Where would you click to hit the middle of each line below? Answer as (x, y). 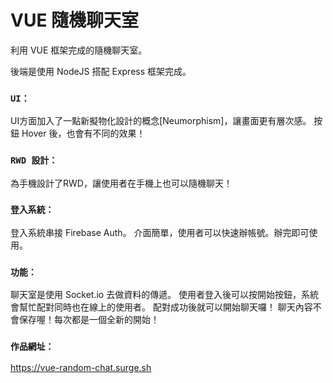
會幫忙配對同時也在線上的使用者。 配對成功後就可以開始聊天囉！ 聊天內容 (161, 307)
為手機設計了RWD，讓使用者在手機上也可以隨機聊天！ (121, 183)
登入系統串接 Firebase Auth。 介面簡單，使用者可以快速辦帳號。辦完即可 (160, 232)
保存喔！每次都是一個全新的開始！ (89, 320)
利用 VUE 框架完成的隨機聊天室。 (79, 50)
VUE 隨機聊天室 (75, 20)
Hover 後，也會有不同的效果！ (83, 133)
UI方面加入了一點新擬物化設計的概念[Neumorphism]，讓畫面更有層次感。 (161, 121)
